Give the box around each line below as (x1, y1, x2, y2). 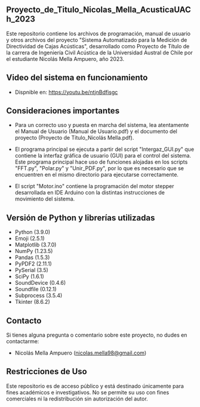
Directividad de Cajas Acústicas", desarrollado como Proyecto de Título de (6, 42, 190, 50)
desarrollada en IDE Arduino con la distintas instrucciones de (14, 189, 165, 196)
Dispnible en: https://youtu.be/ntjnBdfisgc (14, 88, 118, 95)
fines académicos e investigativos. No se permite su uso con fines (6, 388, 170, 396)
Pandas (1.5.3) (14, 254, 50, 261)
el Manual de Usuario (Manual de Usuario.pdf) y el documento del (14, 128, 177, 135)
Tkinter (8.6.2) (14, 298, 51, 306)
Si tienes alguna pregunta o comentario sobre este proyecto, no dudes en (6, 331, 187, 339)
